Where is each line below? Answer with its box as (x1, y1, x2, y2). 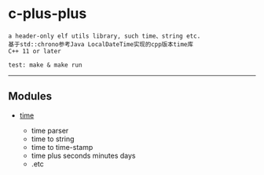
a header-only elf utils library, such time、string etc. (8, 32, 201, 40)
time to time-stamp (31, 142, 93, 151)
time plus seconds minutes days (31, 151, 136, 160)
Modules (8, 89, 53, 103)
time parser (31, 126, 69, 135)
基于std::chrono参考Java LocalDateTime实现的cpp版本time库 (8, 40, 194, 48)
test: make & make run (8, 60, 82, 69)
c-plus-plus (8, 5, 87, 23)
